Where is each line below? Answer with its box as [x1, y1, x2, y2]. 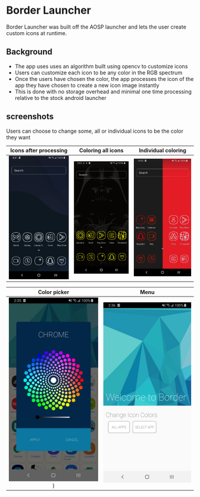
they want [6, 133, 31, 140]
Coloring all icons [79, 147, 124, 154]
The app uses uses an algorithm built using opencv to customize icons [14, 62, 188, 70]
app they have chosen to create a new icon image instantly [14, 82, 160, 89]
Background [6, 47, 52, 57]
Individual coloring [139, 147, 186, 154]
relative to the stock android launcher [14, 94, 107, 101]
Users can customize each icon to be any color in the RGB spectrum [14, 69, 183, 76]
